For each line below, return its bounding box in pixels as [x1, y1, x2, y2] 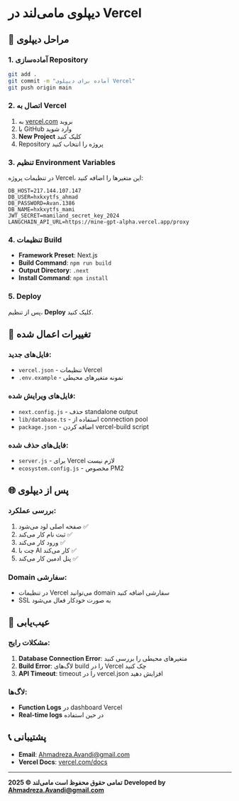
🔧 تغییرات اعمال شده [8, 329, 91, 341]
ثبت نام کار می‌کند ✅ [18, 530, 73, 539]
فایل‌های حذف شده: [8, 440, 69, 450]
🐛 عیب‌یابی [8, 617, 50, 629]
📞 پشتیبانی [8, 731, 47, 743]
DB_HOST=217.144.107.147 [8, 187, 82, 195]
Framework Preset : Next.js [18, 251, 98, 260]
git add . [8, 70, 38, 78]
